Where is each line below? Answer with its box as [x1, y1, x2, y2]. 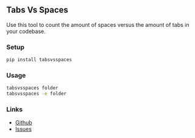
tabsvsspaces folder [6, 85, 59, 91]
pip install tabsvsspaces [6, 57, 72, 63]
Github [15, 119, 32, 126]
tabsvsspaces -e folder [6, 91, 67, 97]
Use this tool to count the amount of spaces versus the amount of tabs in [6, 21, 190, 28]
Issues [15, 125, 32, 133]
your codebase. [6, 27, 46, 35]
